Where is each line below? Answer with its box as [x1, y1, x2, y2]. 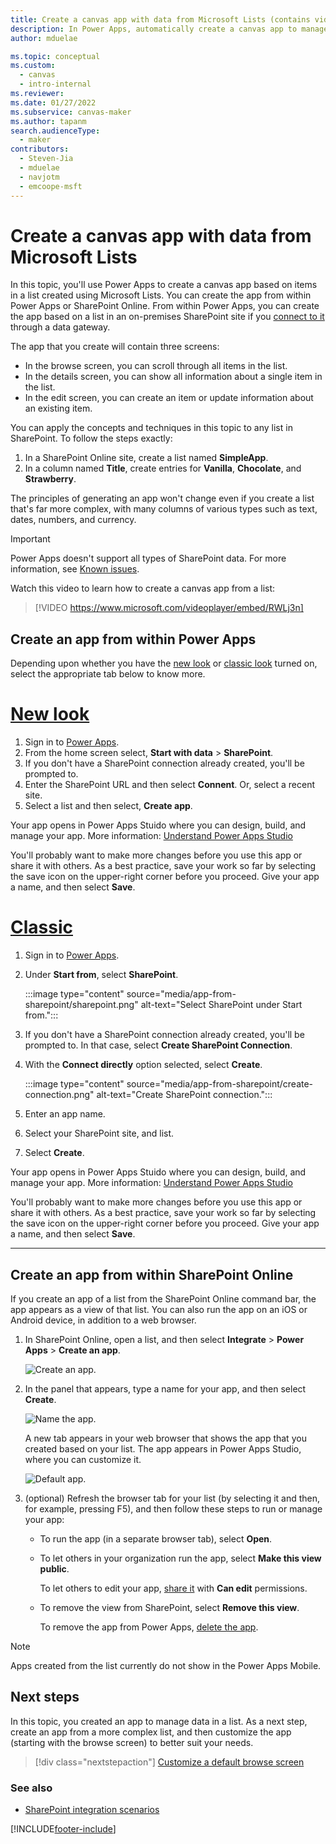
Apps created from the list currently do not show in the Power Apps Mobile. [10, 1659, 322, 1671]
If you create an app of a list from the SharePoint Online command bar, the [10, 1292, 317, 1305]
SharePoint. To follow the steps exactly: [10, 432, 173, 445]
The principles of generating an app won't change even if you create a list [10, 492, 315, 505]
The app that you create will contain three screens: [10, 341, 220, 353]
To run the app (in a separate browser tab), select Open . [39, 1532, 273, 1545]
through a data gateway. [10, 321, 111, 333]
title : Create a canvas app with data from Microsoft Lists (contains [10, 14, 311, 25]
